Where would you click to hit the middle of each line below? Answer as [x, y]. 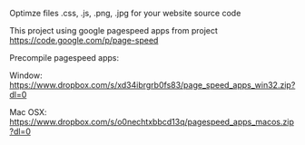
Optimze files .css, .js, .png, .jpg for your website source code [125, 13]
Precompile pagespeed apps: [64, 58]
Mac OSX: [28, 112]
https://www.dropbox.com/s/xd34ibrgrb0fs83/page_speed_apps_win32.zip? [152, 85]
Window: [26, 75]
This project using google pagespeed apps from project [113, 30]
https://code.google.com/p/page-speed [84, 40]
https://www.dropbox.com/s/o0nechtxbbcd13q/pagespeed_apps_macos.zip [152, 122]
